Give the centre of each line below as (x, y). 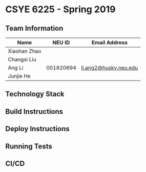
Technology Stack (35, 94)
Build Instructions (34, 112)
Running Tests (29, 146)
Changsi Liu (22, 59)
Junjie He (19, 76)
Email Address (110, 43)
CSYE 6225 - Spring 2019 (61, 9)
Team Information (34, 28)
